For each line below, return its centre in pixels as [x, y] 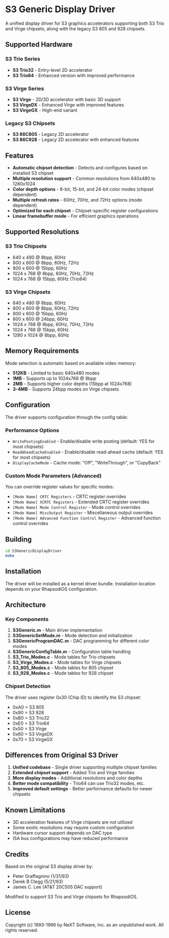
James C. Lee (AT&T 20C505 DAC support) [57, 887]
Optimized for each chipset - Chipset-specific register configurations [85, 211]
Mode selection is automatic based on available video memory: [71, 363]
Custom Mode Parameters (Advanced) [53, 476]
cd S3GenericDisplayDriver [34, 551]
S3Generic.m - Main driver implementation [57, 630]
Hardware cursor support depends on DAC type [62, 833]
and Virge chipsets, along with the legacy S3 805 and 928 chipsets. [76, 28]
